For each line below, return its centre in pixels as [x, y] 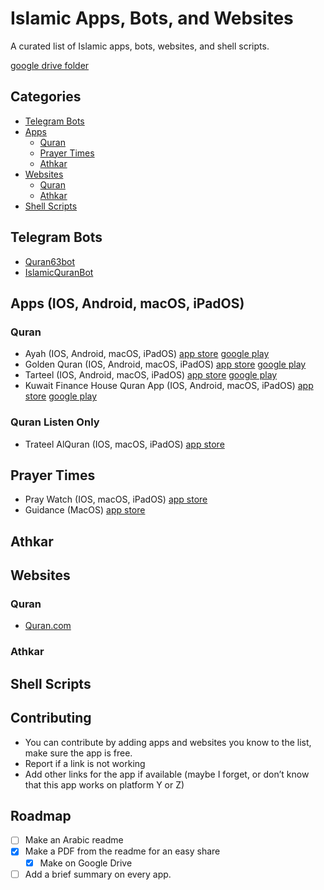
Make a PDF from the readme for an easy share [122, 851]
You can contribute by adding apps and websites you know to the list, [168, 742]
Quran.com [48, 626]
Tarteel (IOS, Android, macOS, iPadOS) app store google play [151, 375]
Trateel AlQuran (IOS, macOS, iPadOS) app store [124, 444]
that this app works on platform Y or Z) [104, 784]
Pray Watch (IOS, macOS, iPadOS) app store [116, 499]
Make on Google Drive [86, 863]
